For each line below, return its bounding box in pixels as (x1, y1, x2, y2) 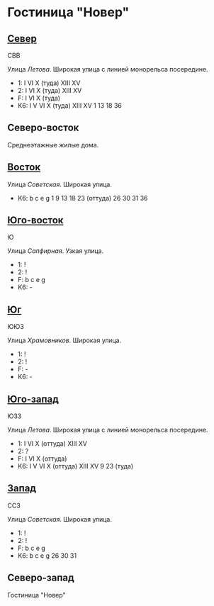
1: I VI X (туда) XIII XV (17, 79, 81, 87)
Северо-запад (7, 572, 74, 584)
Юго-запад (7, 393, 59, 405)
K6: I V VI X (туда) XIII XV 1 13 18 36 (17, 101, 123, 110)
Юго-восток (7, 214, 64, 227)
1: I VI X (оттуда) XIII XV (17, 439, 87, 448)
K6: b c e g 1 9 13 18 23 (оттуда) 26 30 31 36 (17, 193, 148, 202)
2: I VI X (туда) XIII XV (17, 86, 82, 94)
